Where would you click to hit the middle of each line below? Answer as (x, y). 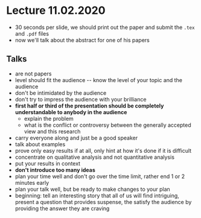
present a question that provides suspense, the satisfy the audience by (103, 202)
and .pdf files (32, 33)
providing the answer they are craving (62, 208)
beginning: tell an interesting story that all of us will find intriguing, (97, 195)
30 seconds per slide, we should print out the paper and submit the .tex (105, 27)
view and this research (52, 131)
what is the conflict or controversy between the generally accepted (107, 125)
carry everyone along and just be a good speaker (76, 138)
